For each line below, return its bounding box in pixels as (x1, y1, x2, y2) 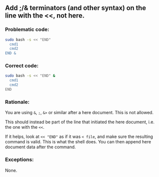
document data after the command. (5, 144, 76, 150)
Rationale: (5, 98, 30, 105)
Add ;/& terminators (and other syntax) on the (5, 4, 146, 12)
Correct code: (5, 62, 39, 69)
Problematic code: (5, 26, 50, 33)
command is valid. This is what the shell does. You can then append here (5, 139, 152, 145)
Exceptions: (5, 156, 34, 163)
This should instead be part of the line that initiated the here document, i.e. (5, 119, 155, 125)
